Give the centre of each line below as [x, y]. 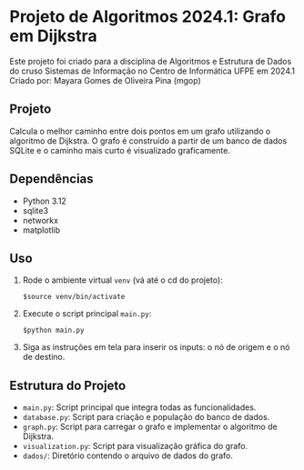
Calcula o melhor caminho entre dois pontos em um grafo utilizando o [140, 131]
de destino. [44, 357]
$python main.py [53, 330]
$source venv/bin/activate [74, 297]
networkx [41, 220]
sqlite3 [35, 210]
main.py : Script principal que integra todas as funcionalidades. [139, 407]
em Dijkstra [53, 36]
